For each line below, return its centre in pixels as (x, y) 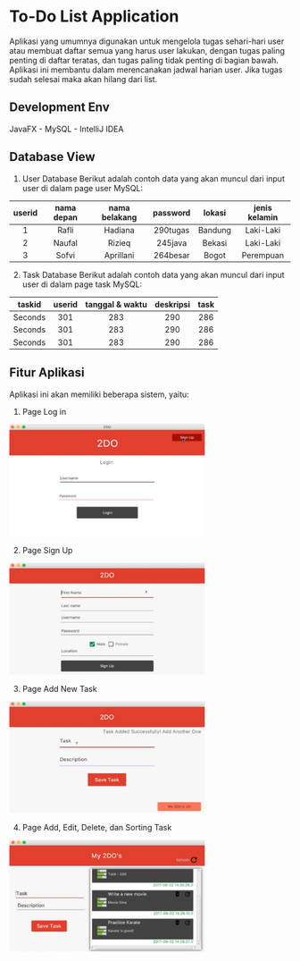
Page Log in (44, 411)
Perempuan (262, 255)
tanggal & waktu (116, 304)
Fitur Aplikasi (47, 373)
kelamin (263, 217)
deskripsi (172, 304)
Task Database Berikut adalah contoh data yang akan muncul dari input (153, 275)
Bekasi (215, 242)
